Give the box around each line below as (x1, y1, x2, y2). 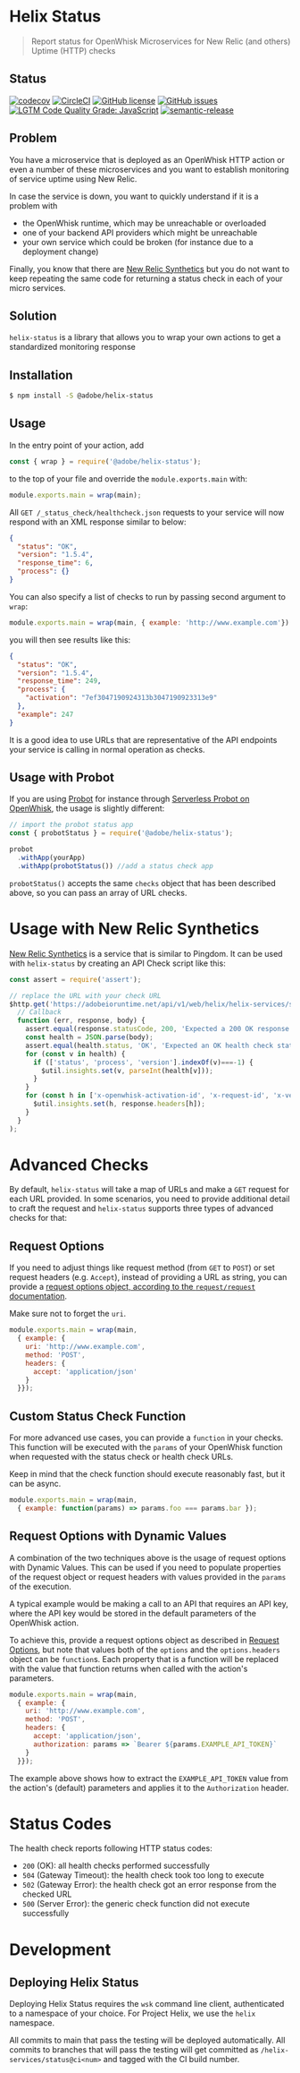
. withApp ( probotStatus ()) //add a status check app (17, 861, 214, 870)
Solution (9, 308, 57, 323)
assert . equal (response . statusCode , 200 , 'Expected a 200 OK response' (25, 1025, 294, 1034)
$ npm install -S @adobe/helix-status (9, 391, 154, 400)
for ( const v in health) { (25, 1049, 126, 1058)
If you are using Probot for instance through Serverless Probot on (9, 794, 250, 805)
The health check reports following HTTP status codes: (9, 1843, 212, 1854)
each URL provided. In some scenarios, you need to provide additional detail (9, 1193, 290, 1205)
